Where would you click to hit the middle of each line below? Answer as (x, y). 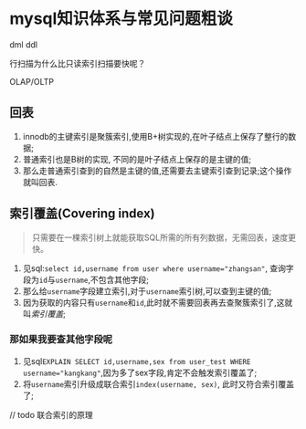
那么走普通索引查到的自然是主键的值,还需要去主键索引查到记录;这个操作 (157, 171)
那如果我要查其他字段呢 (61, 340)
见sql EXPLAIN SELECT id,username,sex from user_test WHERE (137, 361)
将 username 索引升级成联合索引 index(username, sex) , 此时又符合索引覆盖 (158, 383)
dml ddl (24, 44)
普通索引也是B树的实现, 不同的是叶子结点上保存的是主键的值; (137, 159)
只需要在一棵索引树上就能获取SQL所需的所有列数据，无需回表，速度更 (164, 237)
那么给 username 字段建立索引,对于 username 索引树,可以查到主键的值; (147, 291)
